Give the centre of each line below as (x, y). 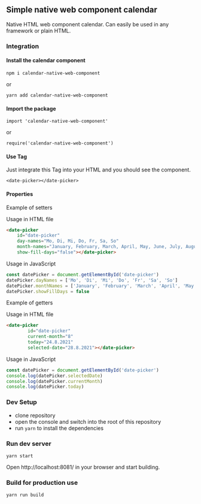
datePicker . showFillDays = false (48, 291)
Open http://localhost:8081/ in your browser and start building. (83, 467)
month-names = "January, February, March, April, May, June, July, (100, 247)
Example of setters (29, 207)
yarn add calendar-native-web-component (57, 95)
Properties (20, 194)
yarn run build (25, 495)
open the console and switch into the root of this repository (88, 421)
